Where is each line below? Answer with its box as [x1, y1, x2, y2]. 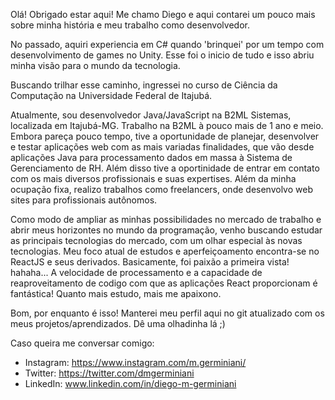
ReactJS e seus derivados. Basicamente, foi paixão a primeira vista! [10, 256, 290, 268]
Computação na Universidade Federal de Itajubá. [10, 90, 213, 101]
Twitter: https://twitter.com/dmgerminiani [24, 367, 195, 379]
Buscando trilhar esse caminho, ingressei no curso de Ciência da [10, 79, 278, 91]
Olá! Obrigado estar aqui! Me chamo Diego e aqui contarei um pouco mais [10, 9, 316, 20]
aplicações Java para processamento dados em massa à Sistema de [10, 152, 293, 163]
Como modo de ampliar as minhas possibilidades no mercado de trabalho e [10, 214, 322, 225]
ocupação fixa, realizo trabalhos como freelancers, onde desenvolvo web [10, 184, 313, 195]
